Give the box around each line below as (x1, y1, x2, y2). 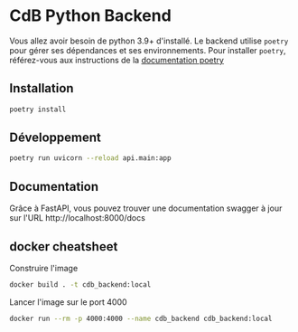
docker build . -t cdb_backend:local (9, 280, 152, 289)
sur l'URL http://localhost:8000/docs (9, 213, 146, 223)
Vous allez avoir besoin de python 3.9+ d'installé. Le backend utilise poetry (9, 35, 289, 46)
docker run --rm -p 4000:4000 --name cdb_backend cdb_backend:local (9, 314, 273, 323)
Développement (9, 130, 102, 146)
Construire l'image (9, 262, 79, 273)
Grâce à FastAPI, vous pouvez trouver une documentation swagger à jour (9, 203, 283, 213)
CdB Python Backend (9, 5, 172, 26)
